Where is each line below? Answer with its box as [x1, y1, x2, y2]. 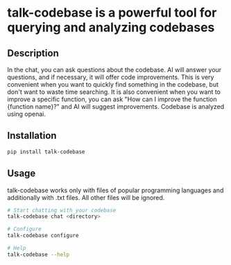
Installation [7, 130, 57, 142]
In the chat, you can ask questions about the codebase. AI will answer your [7, 66, 222, 74]
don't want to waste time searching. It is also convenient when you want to [7, 88, 221, 96]
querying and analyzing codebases [7, 19, 215, 35]
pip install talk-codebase [7, 148, 85, 155]
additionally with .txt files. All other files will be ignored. [7, 193, 165, 202]
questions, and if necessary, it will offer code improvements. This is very [7, 73, 214, 81]
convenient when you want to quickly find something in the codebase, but [7, 80, 219, 88]
